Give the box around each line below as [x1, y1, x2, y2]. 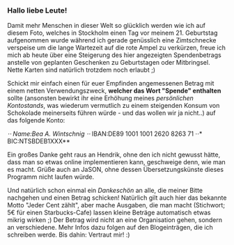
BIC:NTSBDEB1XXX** [7, 137, 71, 145]
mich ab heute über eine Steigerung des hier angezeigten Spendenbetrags [7, 51, 221, 59]
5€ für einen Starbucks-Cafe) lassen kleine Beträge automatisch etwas [7, 208, 211, 217]
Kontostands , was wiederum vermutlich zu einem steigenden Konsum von [7, 102, 220, 110]
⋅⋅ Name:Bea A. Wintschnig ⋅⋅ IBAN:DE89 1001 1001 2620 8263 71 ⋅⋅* [7, 129, 203, 138]
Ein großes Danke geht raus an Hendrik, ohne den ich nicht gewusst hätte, [7, 150, 221, 159]
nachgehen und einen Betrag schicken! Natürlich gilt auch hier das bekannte [7, 193, 227, 202]
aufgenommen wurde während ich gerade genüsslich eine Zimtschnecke [7, 36, 217, 45]
